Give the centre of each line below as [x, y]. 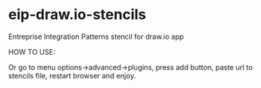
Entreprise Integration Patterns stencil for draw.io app [96, 36]
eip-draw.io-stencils [77, 15]
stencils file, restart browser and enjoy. [72, 75]
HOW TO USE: [32, 52]
